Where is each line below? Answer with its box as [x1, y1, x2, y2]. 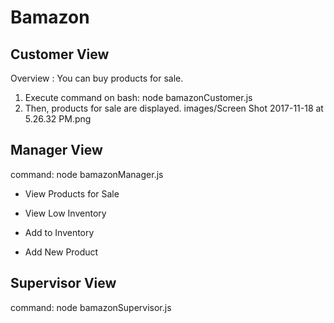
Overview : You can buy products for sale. [10, 72, 184, 84]
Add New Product [24, 246, 99, 258]
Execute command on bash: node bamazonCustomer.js [24, 92, 253, 103]
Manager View [10, 142, 103, 159]
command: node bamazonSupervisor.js [10, 301, 172, 313]
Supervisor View [10, 275, 117, 292]
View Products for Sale [24, 187, 120, 200]
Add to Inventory [24, 226, 95, 238]
